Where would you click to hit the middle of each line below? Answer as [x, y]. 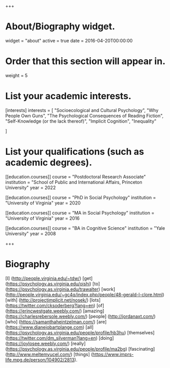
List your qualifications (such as [75, 152]
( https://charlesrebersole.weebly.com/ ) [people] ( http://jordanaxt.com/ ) [80, 316]
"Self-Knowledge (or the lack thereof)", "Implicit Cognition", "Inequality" [81, 121]
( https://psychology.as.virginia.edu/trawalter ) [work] [60, 289]
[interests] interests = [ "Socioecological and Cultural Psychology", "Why [82, 110]
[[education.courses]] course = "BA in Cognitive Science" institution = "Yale [85, 228]
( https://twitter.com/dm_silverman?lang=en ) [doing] [59, 338]
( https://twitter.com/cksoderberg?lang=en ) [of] [55, 305]
